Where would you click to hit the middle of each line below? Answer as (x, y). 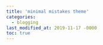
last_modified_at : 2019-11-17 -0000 (51, 28)
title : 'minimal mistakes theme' (48, 11)
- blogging (25, 22)
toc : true (18, 33)
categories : (21, 17)
